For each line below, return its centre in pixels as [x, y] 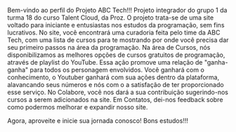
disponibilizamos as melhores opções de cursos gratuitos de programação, [116, 55]
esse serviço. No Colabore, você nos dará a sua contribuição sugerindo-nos [118, 92]
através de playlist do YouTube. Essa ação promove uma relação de [105, 62]
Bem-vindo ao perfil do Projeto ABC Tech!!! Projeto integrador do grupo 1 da [117, 10]
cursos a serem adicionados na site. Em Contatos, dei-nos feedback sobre [115, 100]
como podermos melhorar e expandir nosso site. [78, 107]
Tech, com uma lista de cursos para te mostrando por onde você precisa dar [118, 40]
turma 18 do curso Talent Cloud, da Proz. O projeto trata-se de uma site [111, 18]
